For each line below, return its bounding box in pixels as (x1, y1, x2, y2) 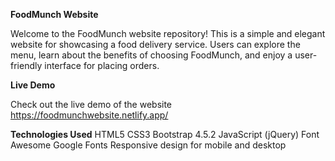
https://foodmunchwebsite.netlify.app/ (10, 109, 169, 121)
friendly (10, 60, 43, 71)
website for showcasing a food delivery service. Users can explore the (10, 39, 301, 50)
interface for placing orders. (44, 60, 160, 71)
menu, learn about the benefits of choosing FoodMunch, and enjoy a (10, 49, 293, 61)
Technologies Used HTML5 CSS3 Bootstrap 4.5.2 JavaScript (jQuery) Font (10, 129, 320, 140)
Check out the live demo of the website (10, 99, 173, 110)
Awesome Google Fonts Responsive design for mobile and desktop (10, 139, 287, 151)
